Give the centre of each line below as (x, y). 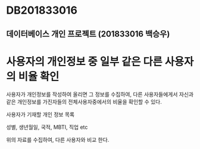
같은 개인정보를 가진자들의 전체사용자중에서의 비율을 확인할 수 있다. (84, 101)
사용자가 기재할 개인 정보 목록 (40, 114)
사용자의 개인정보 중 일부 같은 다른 (84, 62)
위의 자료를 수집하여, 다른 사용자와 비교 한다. (58, 139)
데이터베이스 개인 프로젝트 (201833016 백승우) (88, 34)
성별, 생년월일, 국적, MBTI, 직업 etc (47, 127)
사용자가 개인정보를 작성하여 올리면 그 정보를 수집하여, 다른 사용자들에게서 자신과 (100, 94)
